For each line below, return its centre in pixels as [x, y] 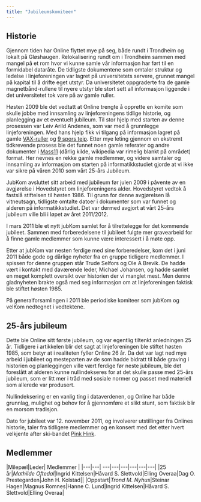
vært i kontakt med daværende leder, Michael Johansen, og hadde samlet [97, 270]
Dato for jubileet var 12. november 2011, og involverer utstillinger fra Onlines [100, 421]
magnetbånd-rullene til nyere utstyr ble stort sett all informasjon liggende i [98, 89]
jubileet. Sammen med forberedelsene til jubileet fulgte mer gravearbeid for [99, 233]
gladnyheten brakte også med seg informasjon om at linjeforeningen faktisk [100, 283]
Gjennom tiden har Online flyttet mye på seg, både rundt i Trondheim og [95, 51]
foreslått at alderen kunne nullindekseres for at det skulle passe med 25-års [100, 372]
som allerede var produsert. [40, 385]
